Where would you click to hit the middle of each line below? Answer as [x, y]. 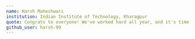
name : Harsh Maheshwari [35, 11]
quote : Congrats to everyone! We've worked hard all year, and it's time [98, 22]
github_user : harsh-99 [34, 27]
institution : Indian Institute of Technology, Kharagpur [77, 17]
